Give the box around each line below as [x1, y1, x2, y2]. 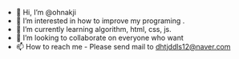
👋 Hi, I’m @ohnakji [15, 8, 76, 17]
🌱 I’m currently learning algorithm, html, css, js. [15, 25, 172, 33]
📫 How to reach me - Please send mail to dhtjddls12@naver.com [15, 42, 231, 51]
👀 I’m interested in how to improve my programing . [15, 16, 185, 26]
